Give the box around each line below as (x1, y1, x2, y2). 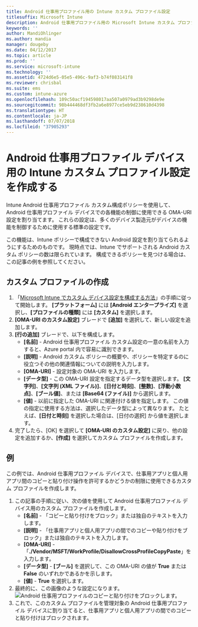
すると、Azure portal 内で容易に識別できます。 (23, 345, 137, 352)
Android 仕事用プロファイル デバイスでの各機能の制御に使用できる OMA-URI (6, 208, 192, 215)
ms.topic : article (6, 53, 51, 58)
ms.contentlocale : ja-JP (6, 113, 67, 119)
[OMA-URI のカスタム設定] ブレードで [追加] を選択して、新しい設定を (14, 316, 186, 323)
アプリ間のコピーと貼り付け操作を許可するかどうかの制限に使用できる (6, 477, 177, 484)
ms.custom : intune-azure (6, 91, 67, 97)
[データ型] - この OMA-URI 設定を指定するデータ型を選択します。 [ (23, 375, 186, 382)
